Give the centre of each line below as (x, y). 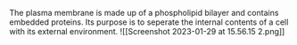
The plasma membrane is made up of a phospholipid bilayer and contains (144, 13)
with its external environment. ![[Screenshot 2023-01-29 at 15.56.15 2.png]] (147, 31)
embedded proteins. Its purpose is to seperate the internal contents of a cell (149, 22)
